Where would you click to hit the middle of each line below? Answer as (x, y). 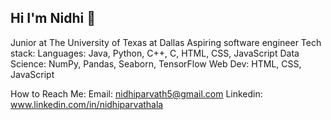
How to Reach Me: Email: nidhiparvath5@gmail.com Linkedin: (136, 93)
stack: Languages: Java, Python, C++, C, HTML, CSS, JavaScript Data (155, 53)
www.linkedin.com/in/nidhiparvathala (87, 104)
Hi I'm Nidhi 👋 (53, 18)
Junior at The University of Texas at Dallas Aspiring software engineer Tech (166, 42)
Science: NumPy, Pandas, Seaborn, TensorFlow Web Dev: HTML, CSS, (156, 63)
